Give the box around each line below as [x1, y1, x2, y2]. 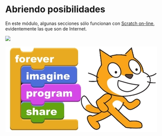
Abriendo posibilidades [5, 4, 105, 15]
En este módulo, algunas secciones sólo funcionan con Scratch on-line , [5, 20, 155, 26]
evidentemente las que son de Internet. [5, 25, 87, 31]
